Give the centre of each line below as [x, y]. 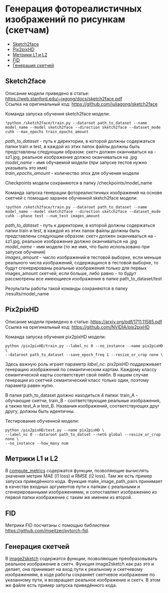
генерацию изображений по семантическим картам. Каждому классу [81, 369]
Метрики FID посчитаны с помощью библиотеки [57, 525]
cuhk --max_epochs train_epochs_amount [47, 132]
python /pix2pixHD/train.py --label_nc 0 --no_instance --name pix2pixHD [84, 346]
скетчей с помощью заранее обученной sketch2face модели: [71, 198]
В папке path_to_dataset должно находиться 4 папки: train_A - [72, 395]
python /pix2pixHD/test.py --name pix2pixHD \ [55, 430]
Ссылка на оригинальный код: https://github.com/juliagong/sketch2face [81, 104]
